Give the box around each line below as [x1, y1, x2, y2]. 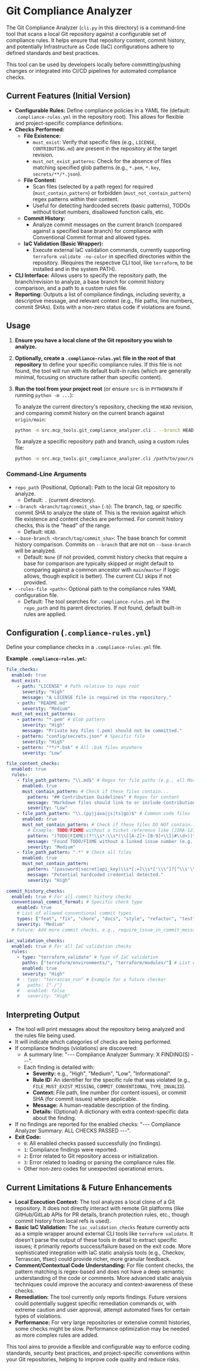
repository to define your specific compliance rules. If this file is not [14, 361, 182, 368]
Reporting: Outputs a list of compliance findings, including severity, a [14, 291, 186, 298]
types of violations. [14, 1312, 62, 1319]
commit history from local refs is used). [14, 1217, 111, 1225]
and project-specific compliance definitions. [14, 119, 124, 127]
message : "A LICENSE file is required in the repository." [21, 694, 171, 700]
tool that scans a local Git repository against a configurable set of [6, 30, 167, 37]
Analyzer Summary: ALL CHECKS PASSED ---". [14, 1127, 131, 1134]
